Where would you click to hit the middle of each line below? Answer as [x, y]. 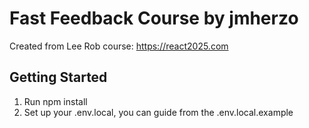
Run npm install [55, 101]
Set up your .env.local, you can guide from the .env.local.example [158, 112]
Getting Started [58, 77]
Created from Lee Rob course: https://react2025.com [119, 46]
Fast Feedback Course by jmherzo [154, 18]
